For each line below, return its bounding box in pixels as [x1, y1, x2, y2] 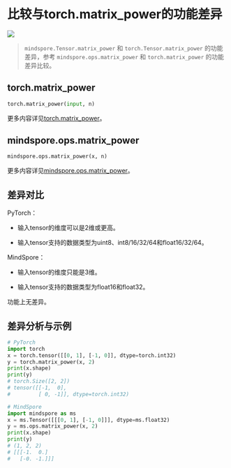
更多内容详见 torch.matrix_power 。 [7, 114, 106, 122]
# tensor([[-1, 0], [7, 384, 68, 391]
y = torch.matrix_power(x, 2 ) [7, 358, 96, 365]
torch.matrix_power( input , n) [7, 100, 96, 107]
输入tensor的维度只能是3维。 [17, 268, 101, 276]
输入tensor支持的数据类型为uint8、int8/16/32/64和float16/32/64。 [17, 239, 208, 247]
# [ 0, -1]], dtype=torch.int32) [7, 391, 130, 398]
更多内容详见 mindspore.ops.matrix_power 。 [7, 167, 134, 175]
